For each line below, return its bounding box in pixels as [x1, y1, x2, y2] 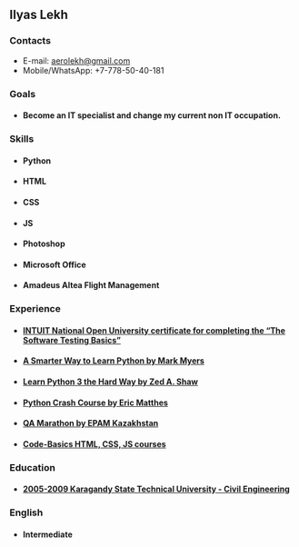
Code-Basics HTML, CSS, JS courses [22, 438, 166, 449]
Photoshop [22, 238, 65, 249]
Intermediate [22, 529, 73, 540]
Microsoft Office [22, 259, 86, 270]
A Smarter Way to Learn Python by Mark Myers [22, 355, 204, 366]
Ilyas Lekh [9, 7, 68, 23]
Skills [9, 133, 35, 145]
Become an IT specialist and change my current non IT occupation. [22, 110, 282, 121]
